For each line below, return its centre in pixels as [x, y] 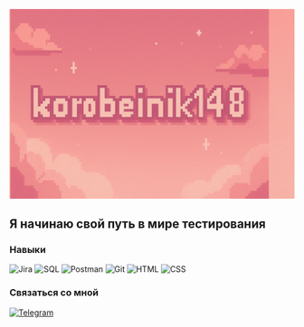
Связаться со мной [54, 293]
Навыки [28, 249]
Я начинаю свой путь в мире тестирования [138, 224]
